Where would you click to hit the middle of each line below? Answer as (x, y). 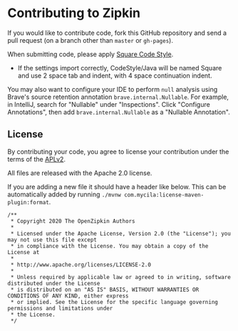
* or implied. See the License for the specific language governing (114, 302)
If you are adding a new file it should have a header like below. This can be (117, 186)
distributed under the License (54, 283)
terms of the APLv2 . (37, 159)
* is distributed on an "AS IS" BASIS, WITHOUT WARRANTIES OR (105, 290)
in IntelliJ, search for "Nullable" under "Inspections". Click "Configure (109, 104)
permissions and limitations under (60, 308)
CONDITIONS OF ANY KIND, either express (68, 296)
